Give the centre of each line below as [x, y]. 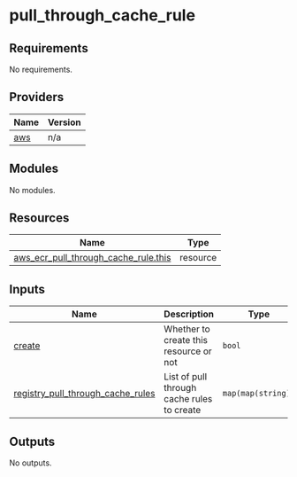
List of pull [185, 377]
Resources [39, 218]
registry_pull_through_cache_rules [84, 394]
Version [64, 122]
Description [189, 314]
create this [185, 340]
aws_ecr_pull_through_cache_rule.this [92, 258]
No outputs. [30, 463]
